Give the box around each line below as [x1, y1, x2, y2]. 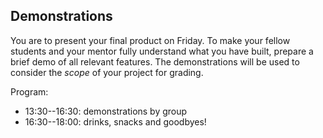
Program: [10, 85, 49, 98]
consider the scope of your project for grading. [10, 66, 204, 78]
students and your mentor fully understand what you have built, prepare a [10, 45, 314, 57]
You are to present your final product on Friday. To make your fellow [10, 34, 291, 46]
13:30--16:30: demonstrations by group [24, 105, 188, 117]
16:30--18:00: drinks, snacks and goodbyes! [24, 115, 207, 128]
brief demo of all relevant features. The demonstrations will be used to [10, 55, 300, 68]
